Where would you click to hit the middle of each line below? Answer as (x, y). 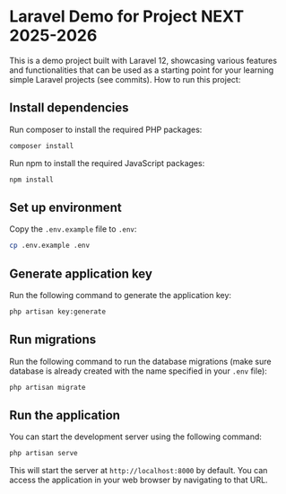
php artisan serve (43, 454)
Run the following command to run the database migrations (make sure (140, 361)
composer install (42, 146)
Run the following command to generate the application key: (120, 295)
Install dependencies (69, 108)
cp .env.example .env (50, 246)
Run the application (65, 415)
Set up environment (66, 207)
